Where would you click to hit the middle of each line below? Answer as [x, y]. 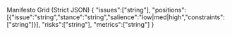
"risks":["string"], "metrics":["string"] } [98, 24]
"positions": [169, 10]
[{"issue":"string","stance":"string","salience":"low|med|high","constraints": [116, 17]
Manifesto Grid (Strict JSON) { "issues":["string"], [79, 10]
